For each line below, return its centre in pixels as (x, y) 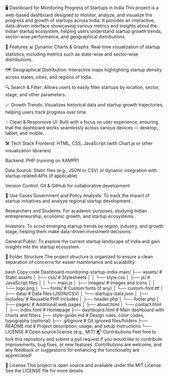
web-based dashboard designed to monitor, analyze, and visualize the (79, 15)
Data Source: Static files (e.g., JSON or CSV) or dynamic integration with (81, 170)
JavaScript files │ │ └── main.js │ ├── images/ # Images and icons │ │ (80, 283)
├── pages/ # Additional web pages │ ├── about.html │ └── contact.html (83, 304)
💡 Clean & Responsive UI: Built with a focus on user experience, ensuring (82, 122)
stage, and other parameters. (36, 94)
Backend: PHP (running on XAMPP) (42, 160)
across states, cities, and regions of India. (49, 77)
